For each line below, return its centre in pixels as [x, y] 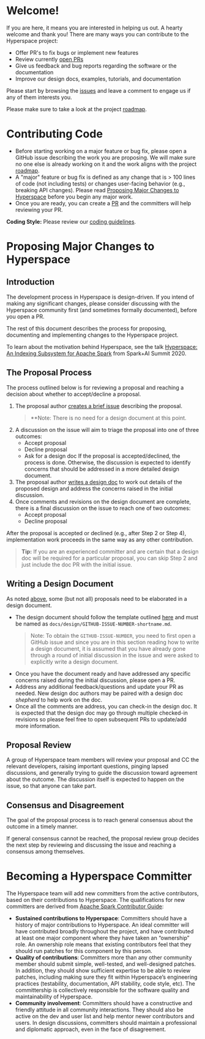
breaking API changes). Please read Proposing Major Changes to [97, 190]
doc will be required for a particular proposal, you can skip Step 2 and [109, 558]
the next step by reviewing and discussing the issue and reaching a [91, 845]
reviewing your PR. [39, 210]
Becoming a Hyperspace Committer [99, 876]
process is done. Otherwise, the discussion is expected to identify [107, 462]
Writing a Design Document [60, 584]
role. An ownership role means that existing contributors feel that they [103, 944]
